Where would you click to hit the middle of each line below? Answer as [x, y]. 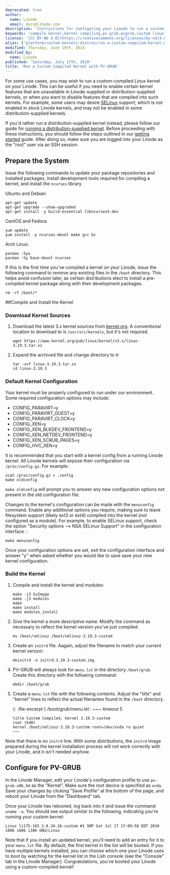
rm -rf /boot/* [21, 293]
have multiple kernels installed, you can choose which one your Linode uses [85, 851]
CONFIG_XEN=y [29, 424]
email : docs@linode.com [35, 24]
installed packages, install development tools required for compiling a [78, 178]
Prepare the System [37, 161]
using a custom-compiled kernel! [40, 867]
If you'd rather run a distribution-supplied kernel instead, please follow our [83, 123]
